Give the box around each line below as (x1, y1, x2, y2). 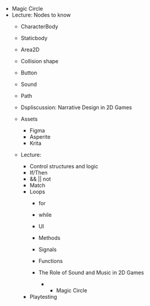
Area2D (20, 46, 40, 53)
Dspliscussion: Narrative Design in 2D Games (20, 104, 132, 111)
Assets (20, 116, 38, 122)
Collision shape (20, 58, 59, 64)
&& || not (29, 175, 51, 183)
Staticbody (20, 35, 48, 41)
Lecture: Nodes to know (11, 11, 71, 18)
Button (20, 69, 37, 76)
